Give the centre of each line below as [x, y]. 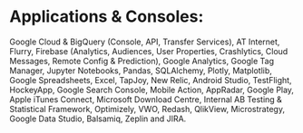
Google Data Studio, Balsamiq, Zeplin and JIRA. [98, 119]
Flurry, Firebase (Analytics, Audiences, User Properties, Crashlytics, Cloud [149, 51]
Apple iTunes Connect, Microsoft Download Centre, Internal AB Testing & [146, 99]
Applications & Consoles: [107, 17]
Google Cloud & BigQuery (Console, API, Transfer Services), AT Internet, [145, 42]
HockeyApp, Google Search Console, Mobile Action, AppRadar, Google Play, [152, 90]
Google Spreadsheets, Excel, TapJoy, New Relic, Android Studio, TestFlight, [151, 80]
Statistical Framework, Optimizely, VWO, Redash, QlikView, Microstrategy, [147, 109]
